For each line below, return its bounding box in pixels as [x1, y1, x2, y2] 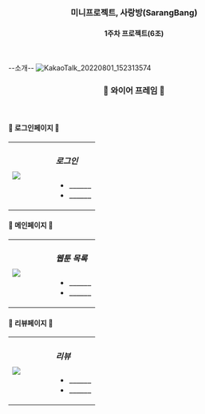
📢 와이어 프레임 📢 [103, 86, 165, 97]
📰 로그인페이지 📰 [8, 123, 60, 133]
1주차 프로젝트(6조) [104, 28, 164, 38]
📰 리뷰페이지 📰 [8, 318, 53, 328]
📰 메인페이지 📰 [8, 221, 53, 230]
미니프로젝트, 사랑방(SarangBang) [70, 6, 198, 18]
